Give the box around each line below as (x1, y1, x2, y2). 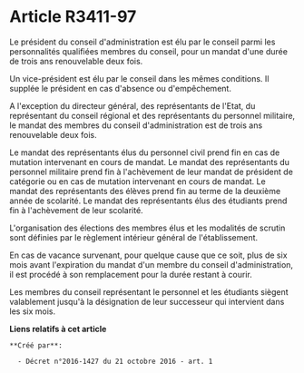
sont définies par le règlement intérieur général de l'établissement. (9, 231, 259, 242)
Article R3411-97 (9, 6, 137, 27)
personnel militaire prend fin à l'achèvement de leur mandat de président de (9, 166, 293, 177)
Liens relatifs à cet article (9, 323, 107, 334)
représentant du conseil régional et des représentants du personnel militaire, (9, 110, 296, 121)
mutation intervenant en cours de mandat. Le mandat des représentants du (9, 156, 290, 167)
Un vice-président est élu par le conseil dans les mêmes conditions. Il (9, 73, 270, 83)
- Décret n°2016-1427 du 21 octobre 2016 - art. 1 (17, 357, 213, 366)
